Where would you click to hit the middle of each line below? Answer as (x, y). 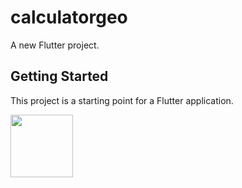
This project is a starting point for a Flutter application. (122, 100)
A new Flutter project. (55, 45)
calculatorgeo (69, 17)
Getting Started (59, 76)
